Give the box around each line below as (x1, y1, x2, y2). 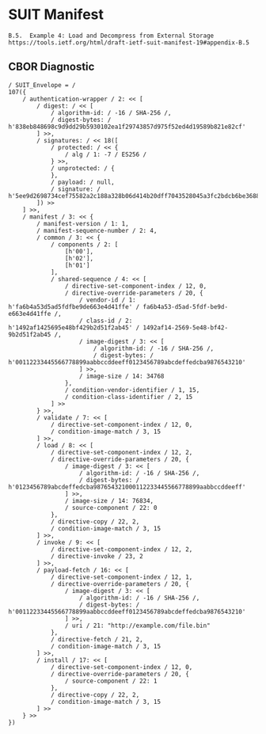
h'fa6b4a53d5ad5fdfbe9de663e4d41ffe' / (8, 302, 140, 310)
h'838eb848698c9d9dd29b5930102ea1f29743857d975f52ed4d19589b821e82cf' (8, 123, 246, 131)
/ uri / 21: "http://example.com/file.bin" (64, 622, 211, 629)
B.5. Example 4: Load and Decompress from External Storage (8, 32, 215, 40)
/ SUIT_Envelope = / (8, 81, 77, 89)
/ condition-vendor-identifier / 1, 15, (64, 386, 200, 394)
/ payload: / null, (50, 178, 115, 186)
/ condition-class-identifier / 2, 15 (64, 393, 193, 401)
